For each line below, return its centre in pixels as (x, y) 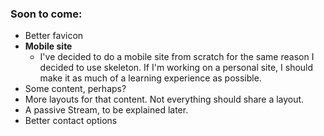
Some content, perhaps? (75, 89)
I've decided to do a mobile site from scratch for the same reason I (177, 57)
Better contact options (71, 121)
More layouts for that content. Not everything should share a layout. (164, 99)
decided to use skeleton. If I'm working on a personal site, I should (176, 68)
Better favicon (54, 36)
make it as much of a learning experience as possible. (150, 78)
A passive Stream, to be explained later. (106, 110)
